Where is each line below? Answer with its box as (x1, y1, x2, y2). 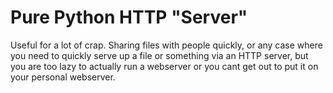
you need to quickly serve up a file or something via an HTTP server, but (10, 49, 309, 61)
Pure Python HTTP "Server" (10, 6, 248, 29)
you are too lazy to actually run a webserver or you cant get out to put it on (10, 60, 319, 72)
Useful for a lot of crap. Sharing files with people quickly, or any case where (10, 39, 323, 51)
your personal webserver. (10, 71, 116, 83)
